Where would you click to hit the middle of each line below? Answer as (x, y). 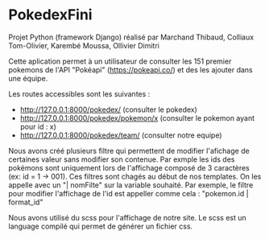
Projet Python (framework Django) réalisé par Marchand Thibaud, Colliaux (131, 37)
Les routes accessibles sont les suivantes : (79, 93)
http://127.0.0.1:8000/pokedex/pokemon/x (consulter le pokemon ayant (137, 117)
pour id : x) (38, 126)
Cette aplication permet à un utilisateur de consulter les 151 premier (120, 61)
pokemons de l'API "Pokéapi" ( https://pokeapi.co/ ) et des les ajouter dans (130, 69)
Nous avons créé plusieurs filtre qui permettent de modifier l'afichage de (129, 150)
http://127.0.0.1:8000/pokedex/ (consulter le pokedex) (108, 109)
